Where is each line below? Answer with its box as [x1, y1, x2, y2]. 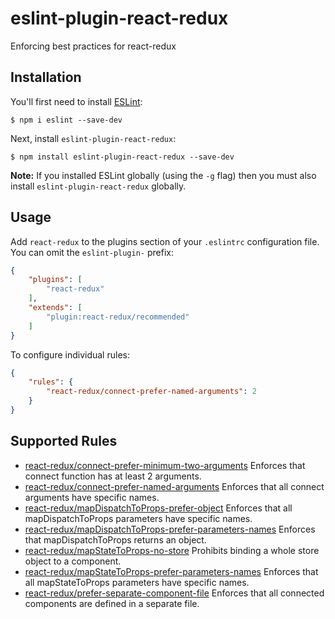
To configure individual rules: [10, 348, 130, 361]
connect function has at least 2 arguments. [24, 470, 202, 482]
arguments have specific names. [24, 491, 160, 503]
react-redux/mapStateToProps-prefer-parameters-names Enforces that [24, 565, 319, 577]
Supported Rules [10, 433, 118, 450]
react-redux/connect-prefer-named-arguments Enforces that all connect [24, 480, 325, 492]
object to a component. [24, 555, 122, 567]
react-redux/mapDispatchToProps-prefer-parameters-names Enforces [24, 523, 316, 535]
